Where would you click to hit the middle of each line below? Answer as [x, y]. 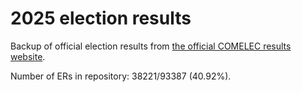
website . [28, 56]
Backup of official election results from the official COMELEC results [151, 46]
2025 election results [101, 18]
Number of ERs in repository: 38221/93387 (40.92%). [121, 76]
